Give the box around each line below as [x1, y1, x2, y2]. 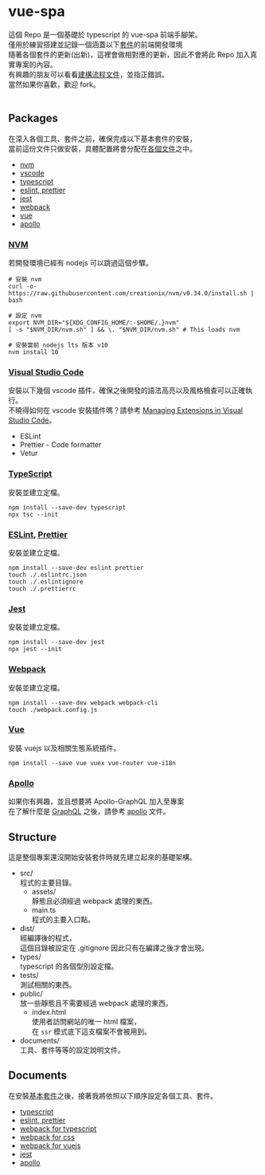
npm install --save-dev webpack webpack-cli [8, 698, 158, 707]
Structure [8, 830, 57, 843]
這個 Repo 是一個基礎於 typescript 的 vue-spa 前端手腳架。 [8, 29, 203, 39]
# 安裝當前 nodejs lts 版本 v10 [8, 341, 109, 349]
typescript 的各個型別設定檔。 [19, 961, 119, 971]
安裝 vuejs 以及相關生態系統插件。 [8, 743, 121, 753]
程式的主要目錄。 [19, 878, 76, 887]
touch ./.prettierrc [8, 584, 77, 592]
